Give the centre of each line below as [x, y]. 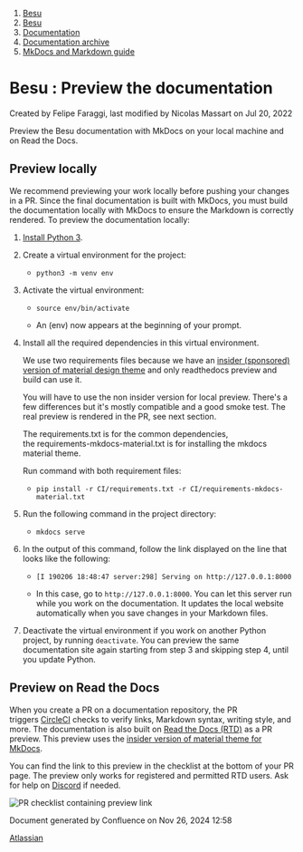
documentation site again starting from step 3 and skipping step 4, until [156, 649]
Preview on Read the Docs [85, 688]
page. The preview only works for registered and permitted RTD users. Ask [149, 775]
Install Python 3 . [52, 237]
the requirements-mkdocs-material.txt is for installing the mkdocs [145, 443]
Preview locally [53, 169]
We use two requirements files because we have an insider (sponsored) [156, 360]
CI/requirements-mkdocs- [237, 489]
